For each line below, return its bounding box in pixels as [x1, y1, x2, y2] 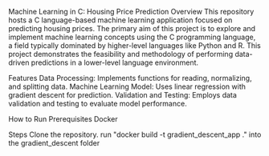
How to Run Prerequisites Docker [8, 114, 118, 123]
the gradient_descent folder [8, 138, 100, 147]
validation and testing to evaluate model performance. [8, 99, 187, 108]
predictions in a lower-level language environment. [31, 58, 199, 67]
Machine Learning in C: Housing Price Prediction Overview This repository [8, 7, 255, 16]
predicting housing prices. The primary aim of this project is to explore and [8, 24, 255, 33]
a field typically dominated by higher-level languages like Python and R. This [8, 41, 261, 50]
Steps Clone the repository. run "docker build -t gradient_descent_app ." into [8, 130, 262, 139]
